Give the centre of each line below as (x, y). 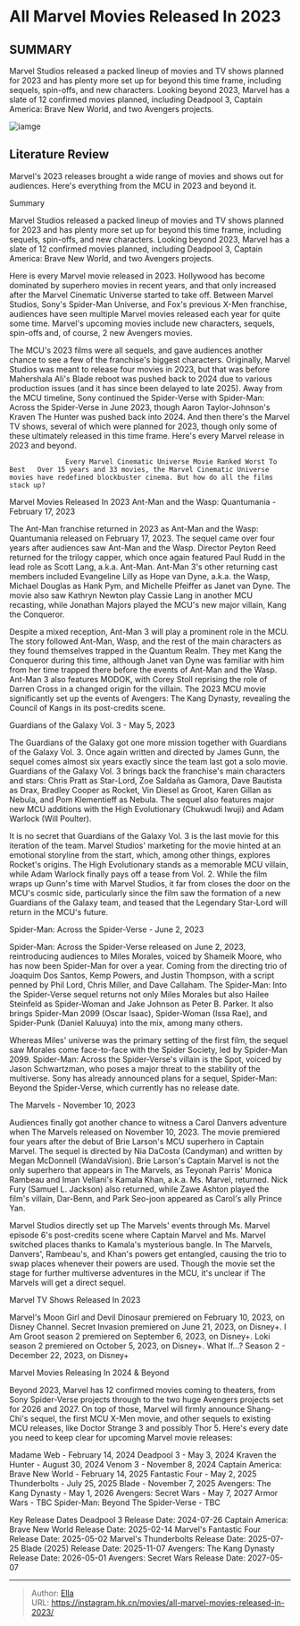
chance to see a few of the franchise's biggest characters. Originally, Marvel (150, 359)
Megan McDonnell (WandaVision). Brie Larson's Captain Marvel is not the (144, 1160)
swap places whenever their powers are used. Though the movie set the (142, 1263)
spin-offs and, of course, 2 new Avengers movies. (101, 332)
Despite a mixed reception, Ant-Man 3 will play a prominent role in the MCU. (149, 631)
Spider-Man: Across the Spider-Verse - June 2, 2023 (107, 929)
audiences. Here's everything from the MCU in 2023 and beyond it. (133, 185)
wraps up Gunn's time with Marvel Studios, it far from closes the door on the (150, 883)
